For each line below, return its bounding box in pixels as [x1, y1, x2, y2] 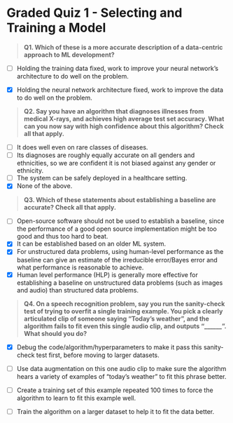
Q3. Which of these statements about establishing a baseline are [23, 196, 216, 204]
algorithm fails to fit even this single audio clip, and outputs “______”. [23, 321, 227, 330]
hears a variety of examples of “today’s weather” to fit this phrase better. [16, 372, 227, 380]
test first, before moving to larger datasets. [36, 351, 160, 359]
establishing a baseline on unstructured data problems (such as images [16, 278, 223, 287]
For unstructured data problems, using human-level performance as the [16, 248, 224, 256]
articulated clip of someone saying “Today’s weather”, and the [23, 314, 209, 323]
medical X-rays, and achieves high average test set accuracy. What [23, 114, 225, 123]
